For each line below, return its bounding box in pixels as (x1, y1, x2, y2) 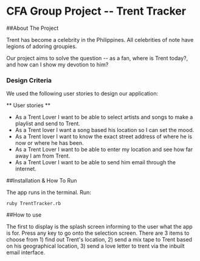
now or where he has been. (15, 139, 84, 147)
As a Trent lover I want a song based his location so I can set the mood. (15, 127, 195, 134)
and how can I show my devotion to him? (6, 61, 109, 68)
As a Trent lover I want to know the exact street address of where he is (15, 133, 193, 141)
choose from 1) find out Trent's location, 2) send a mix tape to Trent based (6, 236, 193, 243)
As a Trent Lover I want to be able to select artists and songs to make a (15, 114, 193, 121)
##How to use (6, 211, 42, 218)
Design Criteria (6, 76, 52, 85)
